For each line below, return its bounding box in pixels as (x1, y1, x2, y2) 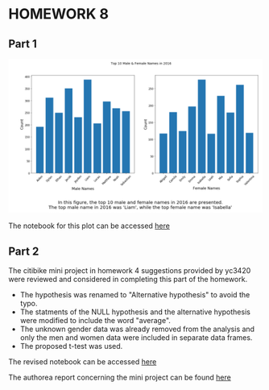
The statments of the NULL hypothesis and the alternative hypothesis (19, 307, 251, 317)
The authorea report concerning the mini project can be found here (8, 372, 231, 382)
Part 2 (8, 244, 39, 258)
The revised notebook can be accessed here (8, 356, 157, 367)
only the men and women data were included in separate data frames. (19, 332, 253, 342)
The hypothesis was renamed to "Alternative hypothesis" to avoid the (19, 289, 250, 299)
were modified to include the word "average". (19, 315, 172, 325)
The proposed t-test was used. (19, 341, 123, 351)
